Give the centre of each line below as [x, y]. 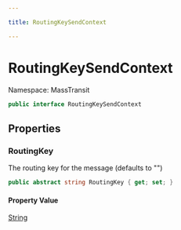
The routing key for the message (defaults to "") [85, 168]
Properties [34, 128]
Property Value [33, 200]
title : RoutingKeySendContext [58, 22]
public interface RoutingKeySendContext [75, 104]
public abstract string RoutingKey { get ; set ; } [91, 183]
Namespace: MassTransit [49, 89]
